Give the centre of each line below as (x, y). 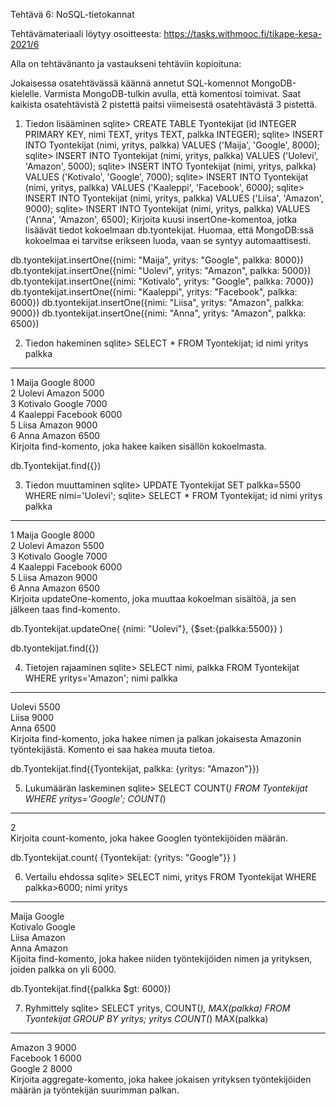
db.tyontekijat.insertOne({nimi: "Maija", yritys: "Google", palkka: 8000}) (157, 260)
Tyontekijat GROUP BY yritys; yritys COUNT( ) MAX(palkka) (146, 1018)
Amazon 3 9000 (43, 1047)
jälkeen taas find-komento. (65, 609)
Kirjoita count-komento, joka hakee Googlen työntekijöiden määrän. (149, 838)
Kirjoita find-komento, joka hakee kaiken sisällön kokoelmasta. (138, 446)
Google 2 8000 (41, 1068)
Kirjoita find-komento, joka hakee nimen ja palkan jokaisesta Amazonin (156, 738)
